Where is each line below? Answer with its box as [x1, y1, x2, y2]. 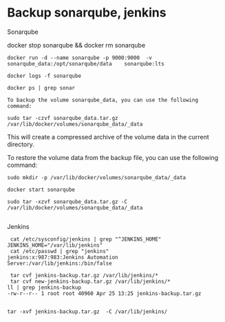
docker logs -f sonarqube [7, 72, 81, 79]
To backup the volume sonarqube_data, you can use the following [7, 97, 198, 103]
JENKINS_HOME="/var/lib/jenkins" [7, 241, 103, 249]
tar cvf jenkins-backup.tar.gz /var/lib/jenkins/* [10, 272, 158, 279]
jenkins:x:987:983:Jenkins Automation [7, 254, 118, 261]
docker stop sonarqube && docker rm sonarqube [7, 41, 146, 49]
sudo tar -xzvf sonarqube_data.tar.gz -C [7, 198, 128, 205]
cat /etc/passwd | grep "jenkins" [10, 248, 109, 254]
